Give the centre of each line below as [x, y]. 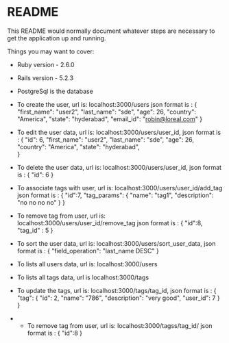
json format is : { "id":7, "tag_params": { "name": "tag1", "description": [115, 195]
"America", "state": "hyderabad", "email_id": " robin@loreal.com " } [110, 119]
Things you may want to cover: [51, 51]
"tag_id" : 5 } [35, 230]
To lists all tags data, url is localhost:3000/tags [83, 277]
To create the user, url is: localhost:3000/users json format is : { [107, 104]
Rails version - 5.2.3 [45, 78]
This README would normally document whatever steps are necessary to [111, 31]
